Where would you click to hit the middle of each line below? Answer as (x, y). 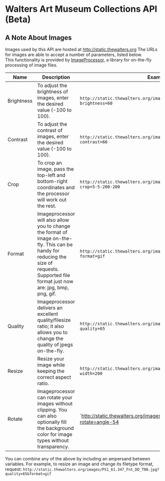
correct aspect (54, 377)
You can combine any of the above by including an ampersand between (78, 459)
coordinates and (56, 187)
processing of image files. (31, 65)
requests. (48, 269)
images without (55, 404)
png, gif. (47, 294)
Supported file (54, 275)
